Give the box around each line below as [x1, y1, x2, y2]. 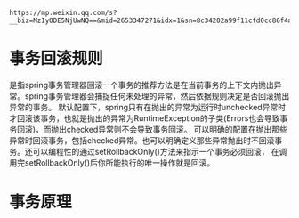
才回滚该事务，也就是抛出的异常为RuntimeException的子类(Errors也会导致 [9, 112, 280, 124]
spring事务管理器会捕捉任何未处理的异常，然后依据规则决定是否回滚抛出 [24, 90, 290, 101]
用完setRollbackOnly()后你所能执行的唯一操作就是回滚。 [9, 157, 215, 168]
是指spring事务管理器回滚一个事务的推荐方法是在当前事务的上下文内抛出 [9, 79, 274, 90]
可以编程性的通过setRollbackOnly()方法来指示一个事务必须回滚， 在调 [32, 146, 287, 157]
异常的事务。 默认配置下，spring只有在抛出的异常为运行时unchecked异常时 [9, 101, 287, 112]
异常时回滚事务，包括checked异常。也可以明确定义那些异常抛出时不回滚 [9, 134, 275, 146]
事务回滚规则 [9, 49, 104, 69]
